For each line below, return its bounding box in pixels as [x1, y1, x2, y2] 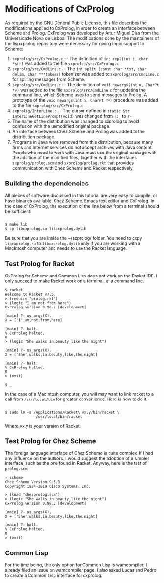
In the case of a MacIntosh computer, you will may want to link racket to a [5, 391, 154, 397]
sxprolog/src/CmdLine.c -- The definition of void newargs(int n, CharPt [12, 81, 159, 87]
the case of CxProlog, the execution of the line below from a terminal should [5, 203, 160, 209]
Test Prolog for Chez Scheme [5, 437, 97, 445]
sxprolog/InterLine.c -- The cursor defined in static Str [12, 107, 130, 114]
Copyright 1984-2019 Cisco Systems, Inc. [5, 484, 91, 489]
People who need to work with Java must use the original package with [12, 149, 157, 155]
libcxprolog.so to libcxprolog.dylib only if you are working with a [5, 240, 141, 246]
